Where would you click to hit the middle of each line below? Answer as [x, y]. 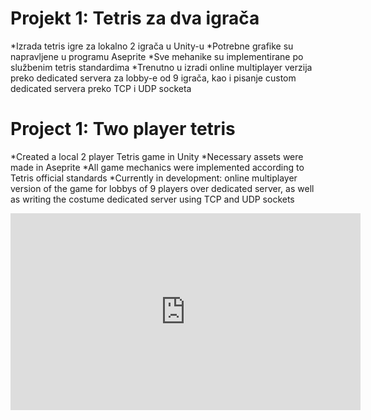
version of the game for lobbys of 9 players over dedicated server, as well [162, 188]
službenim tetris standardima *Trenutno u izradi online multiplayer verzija [161, 67]
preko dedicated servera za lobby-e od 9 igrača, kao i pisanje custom [153, 78]
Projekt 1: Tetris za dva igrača [135, 18]
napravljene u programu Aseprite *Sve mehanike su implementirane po [157, 56]
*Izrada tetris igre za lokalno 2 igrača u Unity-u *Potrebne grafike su [152, 46]
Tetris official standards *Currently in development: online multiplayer [154, 178]
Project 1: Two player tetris [123, 129]
